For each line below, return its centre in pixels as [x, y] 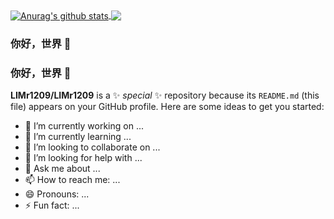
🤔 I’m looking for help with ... [83, 157]
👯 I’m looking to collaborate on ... [92, 147]
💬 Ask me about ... [62, 168]
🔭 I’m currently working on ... [84, 125]
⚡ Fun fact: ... [52, 205]
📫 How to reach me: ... [72, 179]
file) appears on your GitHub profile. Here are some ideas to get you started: [167, 106]
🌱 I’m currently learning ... [78, 136]
